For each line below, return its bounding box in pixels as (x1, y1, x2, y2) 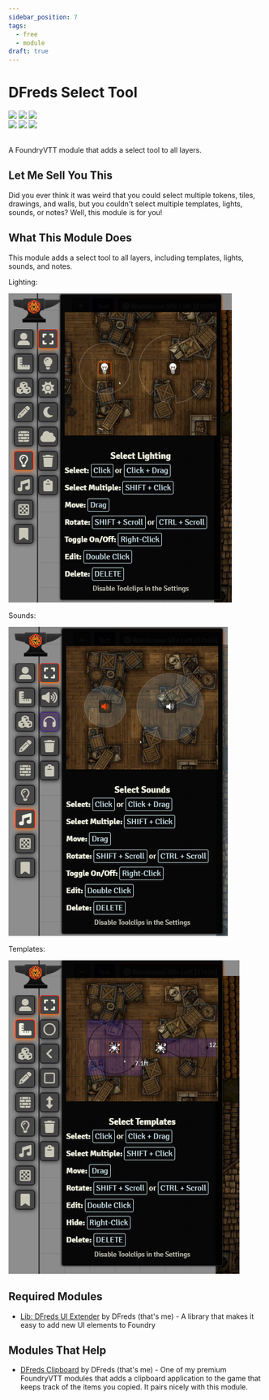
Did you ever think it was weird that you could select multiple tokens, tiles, (8, 190, 255, 200)
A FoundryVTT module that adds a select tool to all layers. (8, 145, 203, 155)
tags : (8, 21, 27, 30)
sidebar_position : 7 (8, 13, 79, 21)
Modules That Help (8, 1343, 107, 1357)
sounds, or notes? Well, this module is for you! (8, 207, 163, 217)
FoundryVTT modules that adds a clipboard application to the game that (19, 1373, 261, 1384)
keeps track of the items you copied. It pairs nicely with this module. (19, 1382, 249, 1392)
